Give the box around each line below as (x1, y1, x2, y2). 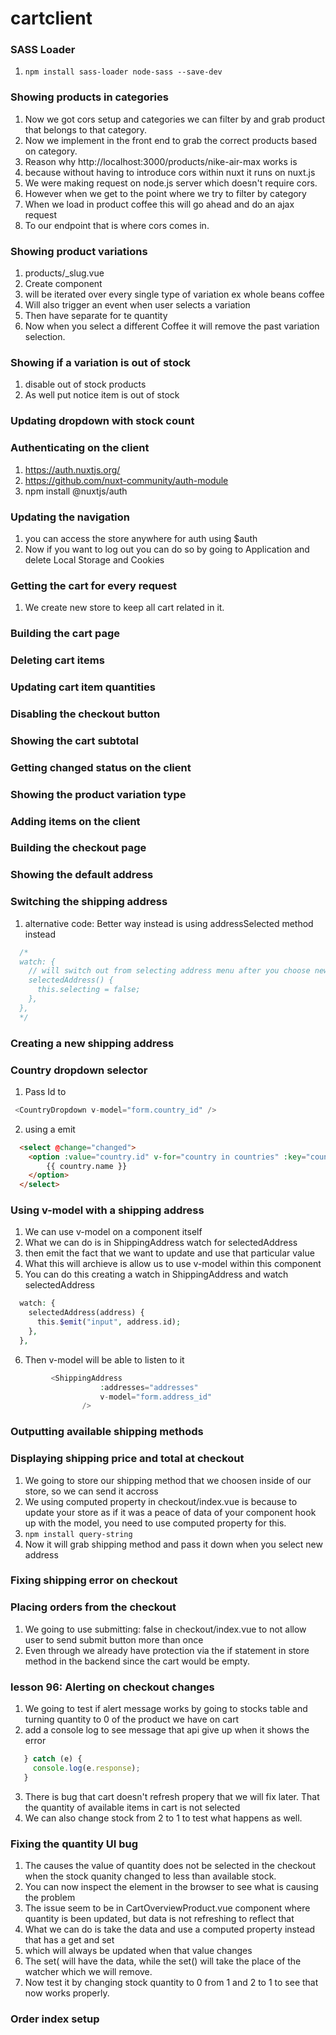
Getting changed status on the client (10, 760, 192, 774)
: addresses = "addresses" (99, 1382, 199, 1392)
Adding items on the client (10, 814, 141, 828)
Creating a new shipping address (10, 1036, 175, 1050)
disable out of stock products (24, 378, 147, 391)
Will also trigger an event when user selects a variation (24, 299, 251, 311)
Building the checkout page (10, 841, 147, 855)
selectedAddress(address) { (28, 1308, 145, 1318)
